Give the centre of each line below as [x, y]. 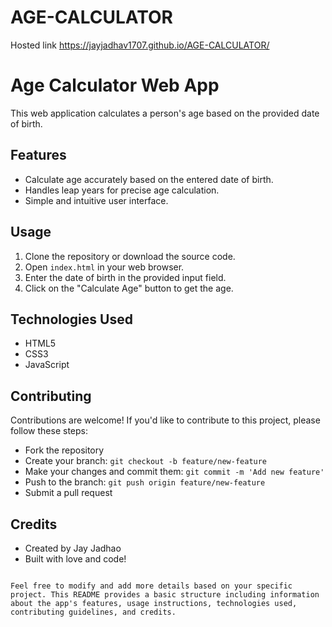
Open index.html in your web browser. [104, 267]
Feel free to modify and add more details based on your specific [151, 586]
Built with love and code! [75, 558]
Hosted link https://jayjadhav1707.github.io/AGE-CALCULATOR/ [140, 45]
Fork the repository [64, 450]
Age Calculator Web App [115, 85]
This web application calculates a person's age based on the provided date [165, 113]
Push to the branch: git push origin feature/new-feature [145, 482]
